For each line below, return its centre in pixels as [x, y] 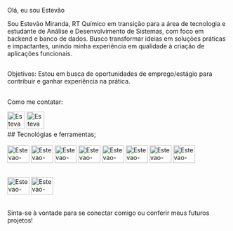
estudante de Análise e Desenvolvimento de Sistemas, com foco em [106, 31]
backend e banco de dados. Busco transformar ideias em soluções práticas [116, 39]
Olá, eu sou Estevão [36, 10]
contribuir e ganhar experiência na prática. [69, 81]
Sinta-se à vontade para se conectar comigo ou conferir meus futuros [108, 213]
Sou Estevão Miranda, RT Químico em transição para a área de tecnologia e [116, 24]
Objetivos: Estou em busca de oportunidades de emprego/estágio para [110, 74]
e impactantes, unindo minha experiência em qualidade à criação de [106, 46]
